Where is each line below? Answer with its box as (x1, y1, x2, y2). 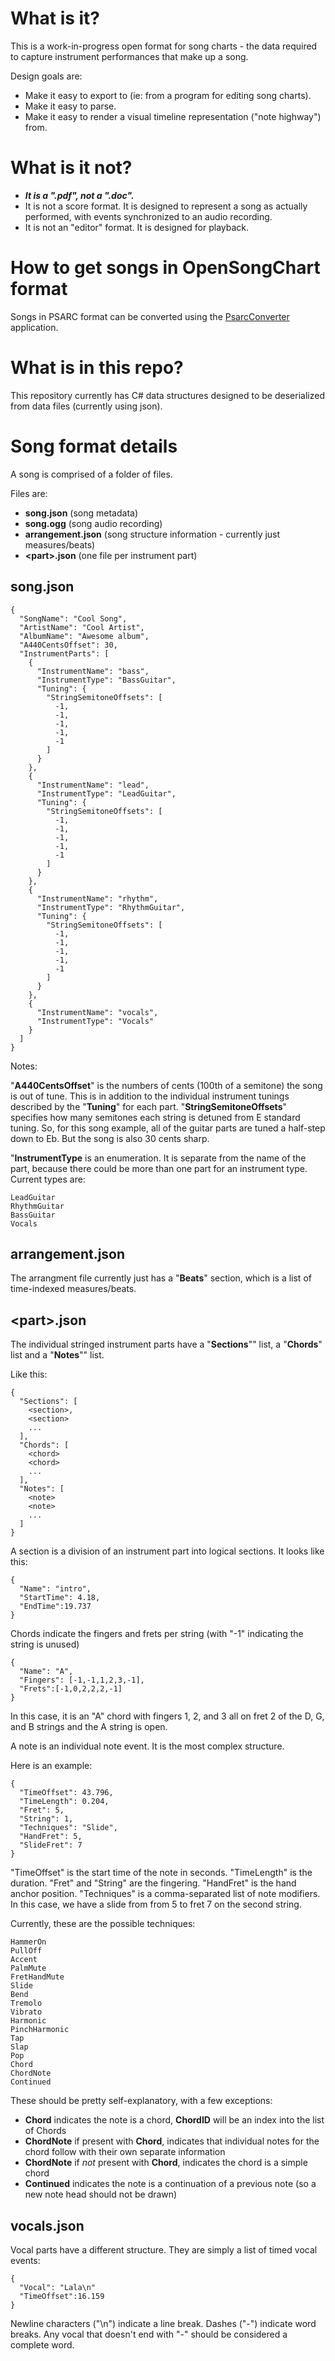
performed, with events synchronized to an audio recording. (24, 210, 273, 222)
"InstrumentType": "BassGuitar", (36, 675, 177, 685)
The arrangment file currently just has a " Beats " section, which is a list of (10, 1272, 312, 1284)
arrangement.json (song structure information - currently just (24, 528, 281, 540)
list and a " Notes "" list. (10, 1349, 105, 1361)
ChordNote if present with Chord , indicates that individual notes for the (24, 2135, 320, 2147)
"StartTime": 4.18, (19, 1593, 101, 1603)
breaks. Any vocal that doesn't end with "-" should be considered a (10, 2328, 288, 2340)
